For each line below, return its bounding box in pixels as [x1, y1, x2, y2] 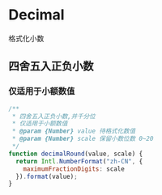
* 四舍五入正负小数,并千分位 [11, 112, 96, 121]
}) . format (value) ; [15, 172, 79, 180]
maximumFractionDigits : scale [23, 164, 126, 173]
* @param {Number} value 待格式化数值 [11, 127, 136, 135]
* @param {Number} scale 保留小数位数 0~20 [11, 135, 154, 143]
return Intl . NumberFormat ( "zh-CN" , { [15, 157, 143, 165]
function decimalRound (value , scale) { [8, 150, 143, 158]
